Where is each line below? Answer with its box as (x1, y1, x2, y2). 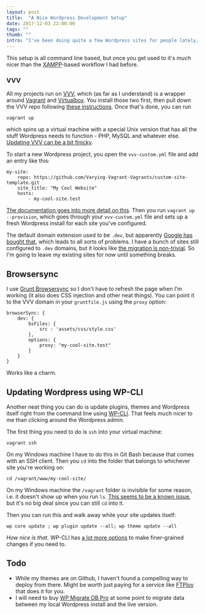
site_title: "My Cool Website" (17, 185, 98, 191)
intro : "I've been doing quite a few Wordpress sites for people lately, (6, 37, 199, 44)
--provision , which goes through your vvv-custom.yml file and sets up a (6, 213, 188, 221)
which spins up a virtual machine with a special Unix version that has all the (6, 126, 198, 133)
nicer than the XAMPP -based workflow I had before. (6, 61, 139, 68)
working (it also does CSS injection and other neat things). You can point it (6, 292, 195, 299)
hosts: (17, 191, 34, 197)
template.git (6, 180, 40, 186)
